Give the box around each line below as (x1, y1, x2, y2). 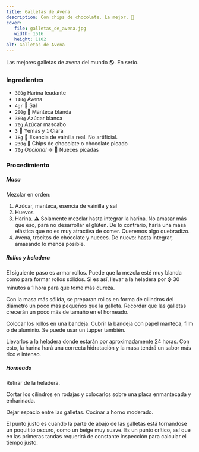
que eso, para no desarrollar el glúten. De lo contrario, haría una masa (14, 222, 187, 229)
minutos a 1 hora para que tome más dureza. (6, 284, 115, 292)
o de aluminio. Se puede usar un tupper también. (6, 326, 126, 333)
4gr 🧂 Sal (14, 102, 37, 109)
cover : (6, 20, 23, 26)
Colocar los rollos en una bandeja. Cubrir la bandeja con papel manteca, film (6, 320, 194, 328)
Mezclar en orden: (6, 191, 51, 198)
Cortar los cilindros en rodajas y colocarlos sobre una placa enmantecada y (6, 391, 191, 398)
